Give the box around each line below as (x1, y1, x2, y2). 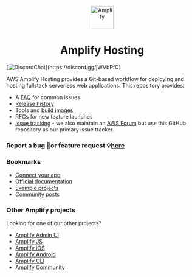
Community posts (15, 191, 60, 198)
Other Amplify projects (6, 206, 76, 214)
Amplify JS (15, 238, 43, 245)
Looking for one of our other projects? (6, 220, 102, 227)
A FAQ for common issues (15, 93, 81, 100)
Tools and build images (15, 107, 74, 114)
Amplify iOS (15, 244, 46, 252)
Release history (15, 100, 55, 107)
